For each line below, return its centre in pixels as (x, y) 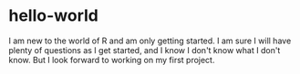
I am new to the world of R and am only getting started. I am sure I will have (150, 41)
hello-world (54, 16)
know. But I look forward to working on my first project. (112, 60)
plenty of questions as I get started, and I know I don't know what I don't (145, 50)
